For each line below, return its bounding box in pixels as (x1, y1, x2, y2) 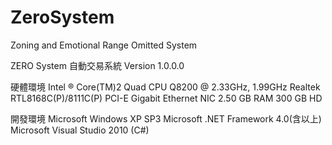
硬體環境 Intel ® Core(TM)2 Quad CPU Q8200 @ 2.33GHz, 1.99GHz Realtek (10, 81, 321, 93)
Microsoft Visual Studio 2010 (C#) (10, 124, 150, 136)
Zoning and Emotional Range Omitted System (10, 39, 198, 51)
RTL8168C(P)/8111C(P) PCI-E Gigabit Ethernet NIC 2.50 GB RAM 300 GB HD (10, 92, 323, 104)
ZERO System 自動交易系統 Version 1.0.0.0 (10, 59, 185, 71)
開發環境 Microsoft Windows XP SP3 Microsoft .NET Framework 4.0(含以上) (10, 112, 322, 125)
